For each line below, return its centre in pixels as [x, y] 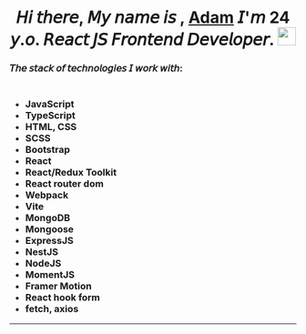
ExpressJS [50, 241]
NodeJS [43, 264]
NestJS [42, 252]
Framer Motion [59, 287]
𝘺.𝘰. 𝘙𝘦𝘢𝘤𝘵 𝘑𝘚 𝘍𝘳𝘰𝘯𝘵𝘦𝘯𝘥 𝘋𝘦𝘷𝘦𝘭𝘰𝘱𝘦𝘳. [143, 40]
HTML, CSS [51, 127]
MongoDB [48, 218]
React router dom [65, 184]
